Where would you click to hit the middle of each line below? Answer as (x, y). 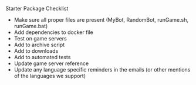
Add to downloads (36, 51)
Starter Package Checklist (37, 8)
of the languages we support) (50, 76)
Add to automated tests (42, 57)
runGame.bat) (31, 26)
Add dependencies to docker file (53, 32)
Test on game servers (40, 38)
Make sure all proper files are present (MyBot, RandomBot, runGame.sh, (101, 20)
